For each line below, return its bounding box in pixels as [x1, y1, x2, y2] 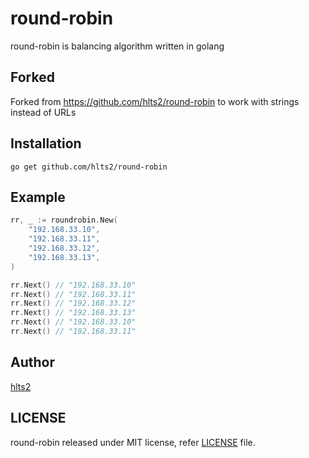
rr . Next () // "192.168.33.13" [10, 308, 137, 318]
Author [10, 354, 55, 371]
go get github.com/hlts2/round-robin [10, 162, 168, 172]
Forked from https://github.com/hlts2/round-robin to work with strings [10, 95, 300, 107]
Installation [10, 135, 82, 152]
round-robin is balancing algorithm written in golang [10, 40, 225, 52]
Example [10, 188, 66, 206]
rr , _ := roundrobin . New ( [10, 215, 118, 226]
